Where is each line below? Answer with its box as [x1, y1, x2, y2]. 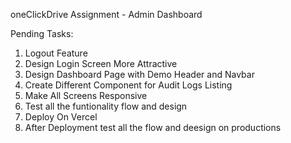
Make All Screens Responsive [24, 90, 148, 101]
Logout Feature [24, 47, 88, 59]
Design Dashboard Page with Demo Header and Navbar [24, 69, 255, 80]
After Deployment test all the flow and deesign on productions [24, 122, 282, 133]
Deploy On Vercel [24, 111, 98, 123]
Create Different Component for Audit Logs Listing [24, 79, 233, 91]
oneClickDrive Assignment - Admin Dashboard [10, 9, 203, 20]
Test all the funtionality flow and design [24, 100, 188, 112]
